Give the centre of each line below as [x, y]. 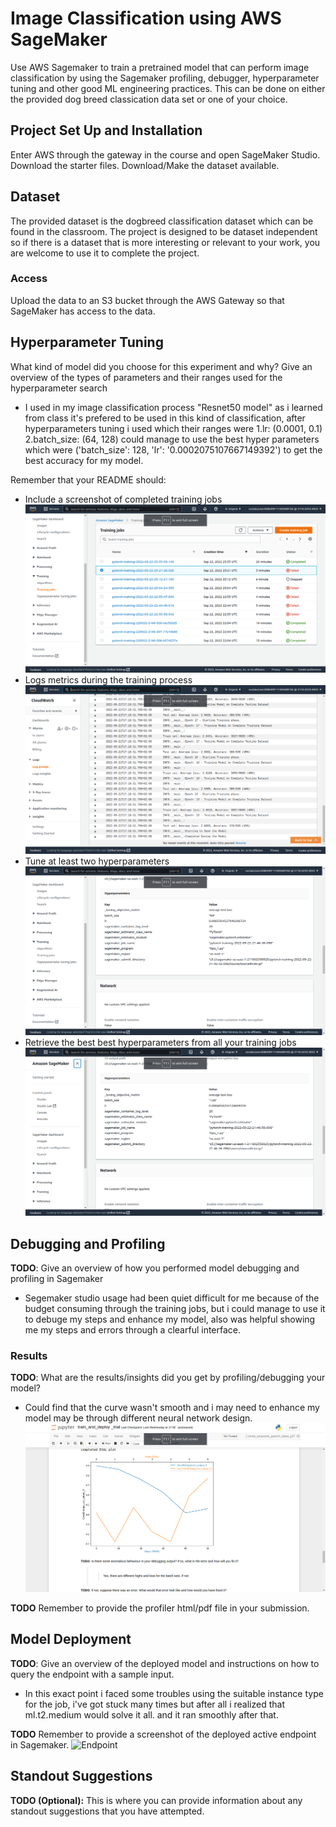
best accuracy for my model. [84, 460]
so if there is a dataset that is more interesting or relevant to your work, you [165, 242]
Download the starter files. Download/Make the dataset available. [145, 165]
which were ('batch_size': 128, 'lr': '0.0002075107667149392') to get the [173, 449]
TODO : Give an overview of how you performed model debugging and [155, 1268]
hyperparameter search [59, 388]
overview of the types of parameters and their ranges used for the [146, 377]
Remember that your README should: [88, 479]
